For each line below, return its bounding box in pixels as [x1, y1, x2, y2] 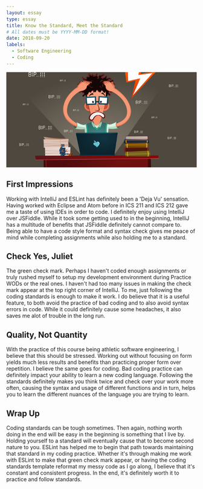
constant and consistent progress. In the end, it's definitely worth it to [6, 469, 179, 476]
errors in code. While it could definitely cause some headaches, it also [6, 306, 181, 313]
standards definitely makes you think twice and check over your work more [6, 378, 194, 385]
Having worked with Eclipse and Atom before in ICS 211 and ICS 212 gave [6, 201, 188, 209]
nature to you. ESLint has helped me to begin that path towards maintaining [6, 444, 193, 450]
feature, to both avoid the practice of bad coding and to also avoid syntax [6, 299, 189, 306]
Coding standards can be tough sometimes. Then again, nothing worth [6, 424, 182, 432]
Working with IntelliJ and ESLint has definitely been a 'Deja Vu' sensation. [6, 195, 190, 202]
